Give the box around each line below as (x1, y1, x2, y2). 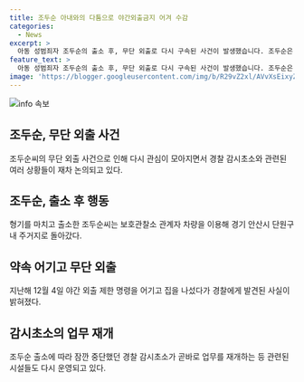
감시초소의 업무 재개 (9, 325, 114, 340)
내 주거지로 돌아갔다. (9, 230, 82, 241)
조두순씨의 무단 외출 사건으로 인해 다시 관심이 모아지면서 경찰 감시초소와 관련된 (9, 153, 288, 164)
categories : (9, 22, 54, 31)
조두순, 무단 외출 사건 (9, 128, 120, 143)
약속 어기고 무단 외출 (9, 259, 117, 274)
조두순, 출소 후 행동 (9, 193, 109, 208)
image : (9, 72, 34, 81)
